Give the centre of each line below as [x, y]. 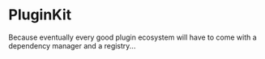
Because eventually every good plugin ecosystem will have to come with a [132, 37]
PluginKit [40, 15]
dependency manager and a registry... [72, 45]
